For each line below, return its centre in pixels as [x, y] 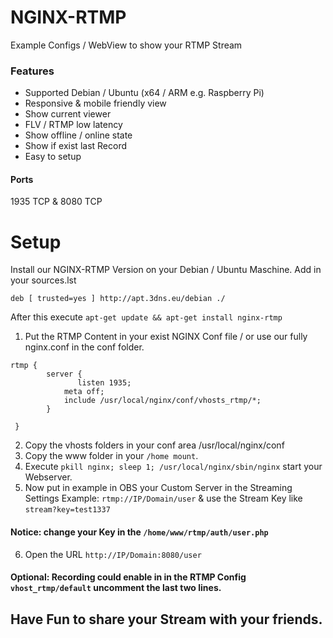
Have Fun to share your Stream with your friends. [166, 619]
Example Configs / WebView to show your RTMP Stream [126, 45]
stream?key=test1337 [67, 510]
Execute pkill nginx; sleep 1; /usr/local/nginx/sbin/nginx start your [173, 467]
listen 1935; [104, 383]
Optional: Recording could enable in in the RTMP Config [128, 577]
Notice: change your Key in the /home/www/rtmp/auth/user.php [139, 532]
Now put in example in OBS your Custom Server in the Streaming [158, 488]
